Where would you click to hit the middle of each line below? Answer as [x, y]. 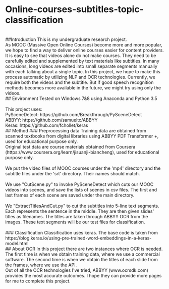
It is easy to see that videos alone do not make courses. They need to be [81, 55]
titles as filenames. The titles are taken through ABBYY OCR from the [77, 216]
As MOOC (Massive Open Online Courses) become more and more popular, [84, 44]
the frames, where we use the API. [41, 265]
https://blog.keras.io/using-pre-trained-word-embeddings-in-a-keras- [78, 238]
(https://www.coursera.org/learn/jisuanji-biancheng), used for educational [82, 152]
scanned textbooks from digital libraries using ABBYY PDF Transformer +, [82, 136]
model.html [17, 243]
